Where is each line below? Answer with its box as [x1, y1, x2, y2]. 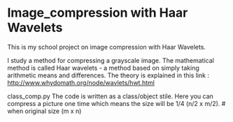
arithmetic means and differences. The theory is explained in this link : [7, 71, 210, 79]
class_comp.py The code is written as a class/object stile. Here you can [7, 92, 213, 100]
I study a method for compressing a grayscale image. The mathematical [7, 56, 215, 64]
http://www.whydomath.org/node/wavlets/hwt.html [7, 78, 155, 86]
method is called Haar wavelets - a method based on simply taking [7, 63, 199, 72]
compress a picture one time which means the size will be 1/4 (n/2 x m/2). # [7, 99, 226, 107]
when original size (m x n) [7, 107, 82, 115]
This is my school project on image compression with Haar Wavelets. [7, 43, 206, 51]
